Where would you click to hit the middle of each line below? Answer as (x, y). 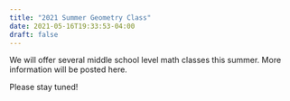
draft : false (34, 34)
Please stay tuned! (44, 87)
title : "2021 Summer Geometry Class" (80, 18)
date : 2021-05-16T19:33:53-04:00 (72, 26)
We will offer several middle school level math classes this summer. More (145, 60)
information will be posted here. (69, 69)
